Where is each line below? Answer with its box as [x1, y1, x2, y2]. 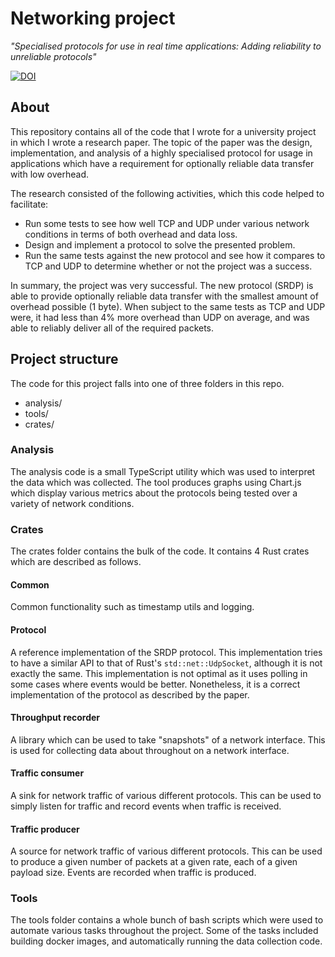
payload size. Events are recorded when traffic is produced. [10, 867, 257, 879]
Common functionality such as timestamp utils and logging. [10, 601, 255, 613]
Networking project [10, 7, 176, 30]
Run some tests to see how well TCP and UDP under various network [24, 217, 310, 229]
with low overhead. [10, 168, 89, 180]
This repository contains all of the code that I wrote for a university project [10, 125, 317, 137]
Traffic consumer [10, 767, 85, 779]
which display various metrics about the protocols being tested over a [10, 487, 298, 499]
